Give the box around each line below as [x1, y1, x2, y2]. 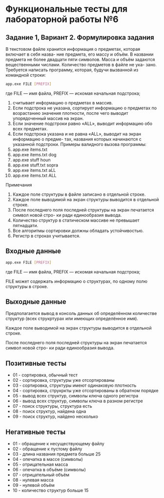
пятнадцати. [12, 222, 39, 228]
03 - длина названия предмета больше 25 [12, 451, 101, 457]
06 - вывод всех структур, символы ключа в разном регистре [12, 398, 143, 404]
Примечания [5, 182, 32, 187]
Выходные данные [5, 297, 66, 306]
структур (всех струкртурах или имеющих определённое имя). [5, 316, 139, 322]
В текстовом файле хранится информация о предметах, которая [5, 46, 141, 52]
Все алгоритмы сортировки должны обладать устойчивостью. [12, 228, 144, 233]
